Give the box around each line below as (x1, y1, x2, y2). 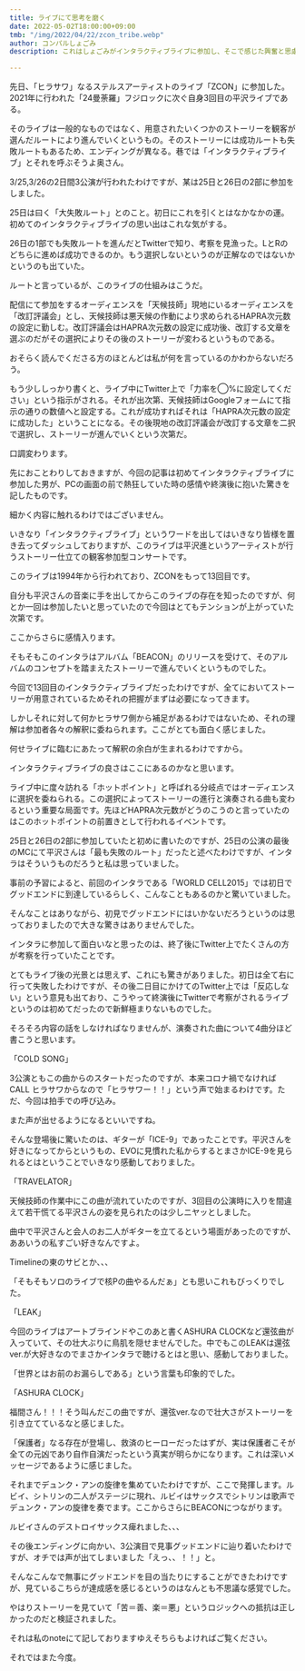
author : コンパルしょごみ (9, 38, 97, 48)
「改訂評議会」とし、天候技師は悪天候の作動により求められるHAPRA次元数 (9, 311, 291, 322)
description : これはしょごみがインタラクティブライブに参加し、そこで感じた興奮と (9, 47, 285, 56)
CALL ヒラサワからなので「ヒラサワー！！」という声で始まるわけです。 (9, 1084, 278, 1095)
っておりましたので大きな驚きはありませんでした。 (9, 920, 200, 930)
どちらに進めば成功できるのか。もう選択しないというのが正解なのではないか (9, 249, 296, 260)
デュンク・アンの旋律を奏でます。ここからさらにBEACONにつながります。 (9, 1502, 288, 1513)
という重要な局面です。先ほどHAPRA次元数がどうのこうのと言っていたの (16, 805, 290, 816)
